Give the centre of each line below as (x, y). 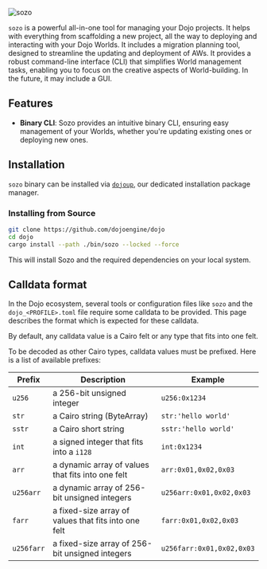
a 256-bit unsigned (90, 393)
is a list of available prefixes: (54, 360)
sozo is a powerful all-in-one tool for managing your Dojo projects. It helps (129, 27)
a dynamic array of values (101, 465)
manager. (24, 192)
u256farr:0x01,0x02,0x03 (208, 549)
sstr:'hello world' (198, 429)
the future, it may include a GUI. (60, 78)
